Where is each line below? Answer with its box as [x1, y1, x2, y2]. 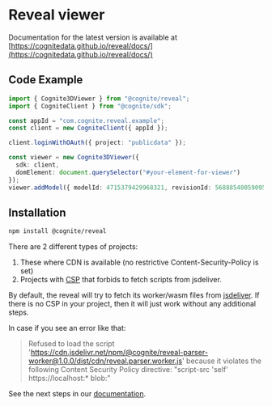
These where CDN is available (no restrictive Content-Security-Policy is [19, 257, 259, 268]
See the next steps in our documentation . [8, 389, 147, 399]
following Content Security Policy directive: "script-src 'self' [28, 365, 229, 374]
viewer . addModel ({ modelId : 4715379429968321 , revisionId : [8, 184, 212, 192]
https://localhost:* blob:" [28, 374, 111, 383]
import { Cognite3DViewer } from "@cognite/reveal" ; [8, 95, 190, 103]
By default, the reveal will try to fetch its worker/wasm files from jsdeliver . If [8, 290, 260, 300]
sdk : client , [15, 161, 60, 169]
